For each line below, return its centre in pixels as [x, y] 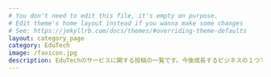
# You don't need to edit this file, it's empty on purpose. [113, 16]
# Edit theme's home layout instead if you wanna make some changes [126, 23]
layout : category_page [46, 38]
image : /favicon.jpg [43, 53]
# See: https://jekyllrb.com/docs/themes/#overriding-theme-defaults [128, 30]
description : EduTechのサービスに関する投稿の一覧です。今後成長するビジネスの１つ [134, 61]
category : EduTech [39, 46]
